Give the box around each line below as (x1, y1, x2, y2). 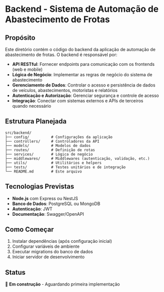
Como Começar (5, 225, 54, 234)
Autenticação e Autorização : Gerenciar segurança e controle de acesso (12, 92, 159, 98)
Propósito (5, 33, 36, 42)
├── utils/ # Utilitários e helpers (5, 160, 102, 165)
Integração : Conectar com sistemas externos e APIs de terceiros (12, 98, 143, 104)
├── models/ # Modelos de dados (5, 143, 91, 148)
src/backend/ (5, 130, 32, 135)
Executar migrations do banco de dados (12, 249, 93, 255)
